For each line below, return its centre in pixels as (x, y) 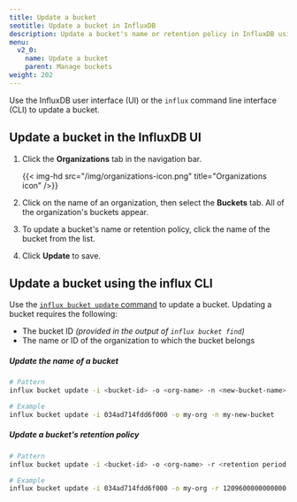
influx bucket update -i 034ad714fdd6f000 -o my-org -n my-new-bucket (142, 414)
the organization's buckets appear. (85, 212)
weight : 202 (31, 75)
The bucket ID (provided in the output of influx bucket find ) (133, 331)
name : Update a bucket (67, 58)
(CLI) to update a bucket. (54, 109)
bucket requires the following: (63, 314)
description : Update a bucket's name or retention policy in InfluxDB (142, 34)
